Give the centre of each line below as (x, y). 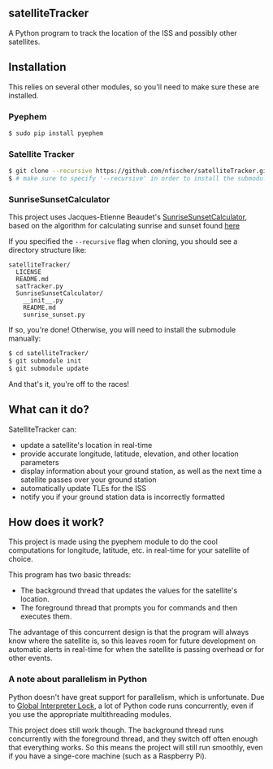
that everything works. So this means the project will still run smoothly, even (136, 747)
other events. (30, 658)
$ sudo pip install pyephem (56, 133)
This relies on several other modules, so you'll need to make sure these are (134, 87)
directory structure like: (48, 250)
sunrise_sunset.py (54, 315)
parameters (39, 462)
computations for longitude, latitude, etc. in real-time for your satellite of (129, 550)
